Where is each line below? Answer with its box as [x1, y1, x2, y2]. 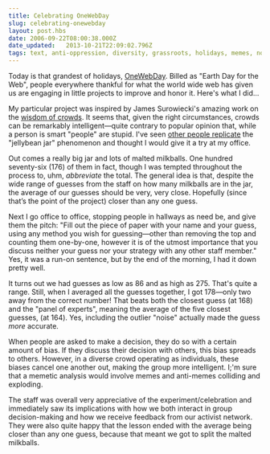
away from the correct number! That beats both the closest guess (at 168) [8, 296, 253, 305]
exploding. [8, 379, 43, 389]
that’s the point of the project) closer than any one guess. [8, 196, 198, 206]
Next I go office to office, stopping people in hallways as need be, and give [8, 212, 256, 221]
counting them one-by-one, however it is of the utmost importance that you [8, 238, 259, 247]
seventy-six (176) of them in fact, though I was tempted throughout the [8, 162, 243, 171]
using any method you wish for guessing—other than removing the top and [8, 229, 257, 238]
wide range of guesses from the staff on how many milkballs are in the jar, [8, 179, 253, 189]
